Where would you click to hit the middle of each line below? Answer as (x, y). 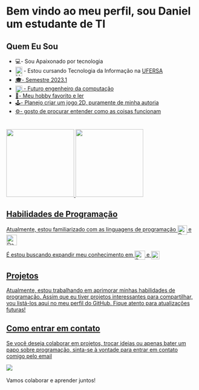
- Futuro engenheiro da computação (68, 88)
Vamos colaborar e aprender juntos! (51, 380)
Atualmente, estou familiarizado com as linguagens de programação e (99, 230)
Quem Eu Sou (32, 46)
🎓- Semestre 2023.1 (41, 80)
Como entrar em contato (53, 329)
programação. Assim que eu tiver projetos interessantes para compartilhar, (99, 296)
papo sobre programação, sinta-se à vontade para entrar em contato (92, 349)
